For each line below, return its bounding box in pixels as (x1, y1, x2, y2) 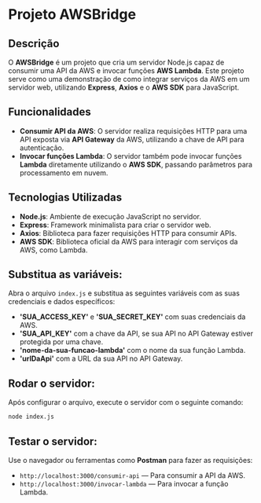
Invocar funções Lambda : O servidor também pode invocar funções (19, 151, 242, 160)
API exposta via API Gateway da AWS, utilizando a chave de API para (19, 134, 245, 144)
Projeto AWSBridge (8, 6, 136, 24)
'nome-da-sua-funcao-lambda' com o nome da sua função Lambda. (19, 346, 246, 355)
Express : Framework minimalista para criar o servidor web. (19, 220, 211, 229)
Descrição (8, 37, 60, 50)
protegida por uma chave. (19, 337, 104, 347)
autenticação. (19, 143, 64, 152)
